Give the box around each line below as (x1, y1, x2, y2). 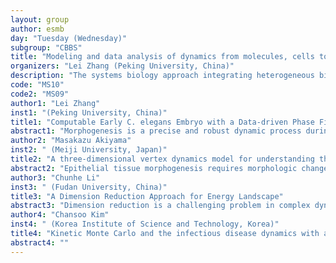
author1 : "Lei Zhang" (10, 98, 101, 108)
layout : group (10, 14, 70, 25)
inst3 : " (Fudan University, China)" (10, 182, 168, 192)
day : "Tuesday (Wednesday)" (10, 33, 128, 43)
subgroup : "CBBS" (10, 42, 83, 53)
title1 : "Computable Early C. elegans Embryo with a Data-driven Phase (10, 117, 315, 127)
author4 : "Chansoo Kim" (10, 210, 110, 220)
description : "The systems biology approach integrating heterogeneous (10, 71, 315, 81)
